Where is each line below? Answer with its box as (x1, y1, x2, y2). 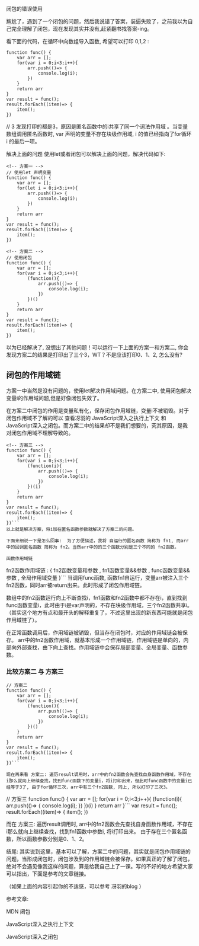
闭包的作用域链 (6, 370, 61, 381)
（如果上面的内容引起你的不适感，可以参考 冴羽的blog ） (6, 883, 145, 890)
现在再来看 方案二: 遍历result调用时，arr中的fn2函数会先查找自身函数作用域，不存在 (6, 772, 191, 778)
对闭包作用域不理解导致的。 (6, 429, 74, 436)
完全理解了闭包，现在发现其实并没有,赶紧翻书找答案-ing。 (11, 25, 153, 32)
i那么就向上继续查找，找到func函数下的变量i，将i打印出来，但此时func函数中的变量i (6, 778, 188, 784)
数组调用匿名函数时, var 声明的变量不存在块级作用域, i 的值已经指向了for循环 (6, 130, 192, 138)
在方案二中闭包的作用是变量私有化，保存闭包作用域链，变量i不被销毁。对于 (6, 407, 190, 414)
